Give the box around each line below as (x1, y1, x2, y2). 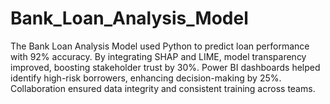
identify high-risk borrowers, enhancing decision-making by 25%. (10, 72, 282, 84)
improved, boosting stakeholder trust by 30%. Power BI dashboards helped (10, 61, 321, 73)
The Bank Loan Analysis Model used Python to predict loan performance (10, 40, 310, 52)
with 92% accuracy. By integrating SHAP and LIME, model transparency (10, 50, 307, 62)
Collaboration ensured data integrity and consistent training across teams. (10, 82, 316, 94)
